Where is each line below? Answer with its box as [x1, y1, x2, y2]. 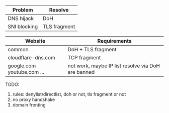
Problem [12, 7, 34, 13]
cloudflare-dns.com [8, 54, 55, 61]
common [8, 46, 29, 53]
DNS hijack [8, 15, 34, 22]
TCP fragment [67, 54, 101, 61]
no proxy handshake [12, 96, 55, 102]
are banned [67, 69, 95, 75]
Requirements [97, 38, 132, 44]
